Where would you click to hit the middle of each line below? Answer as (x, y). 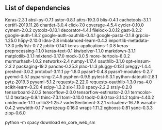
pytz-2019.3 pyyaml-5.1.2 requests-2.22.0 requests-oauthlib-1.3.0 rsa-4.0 (79, 82)
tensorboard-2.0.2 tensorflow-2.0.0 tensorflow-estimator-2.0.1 (67, 92)
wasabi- (149, 102)
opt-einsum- (138, 61)
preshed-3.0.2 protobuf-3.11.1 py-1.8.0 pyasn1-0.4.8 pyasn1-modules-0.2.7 (79, 71)
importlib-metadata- (129, 40)
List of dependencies (38, 8)
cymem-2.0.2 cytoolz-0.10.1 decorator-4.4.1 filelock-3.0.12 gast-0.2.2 (73, 30)
